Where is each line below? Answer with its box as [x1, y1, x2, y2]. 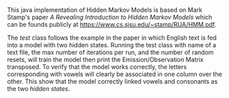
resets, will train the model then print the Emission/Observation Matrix [7, 56, 204, 64]
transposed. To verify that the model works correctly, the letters [7, 63, 187, 71]
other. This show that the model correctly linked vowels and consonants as [7, 77, 218, 85]
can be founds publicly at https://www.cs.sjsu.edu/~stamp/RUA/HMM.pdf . [7, 21, 217, 28]
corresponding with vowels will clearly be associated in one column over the [7, 70, 222, 78]
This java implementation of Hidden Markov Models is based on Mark [7, 6, 203, 14]
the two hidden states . [7, 85, 70, 93]
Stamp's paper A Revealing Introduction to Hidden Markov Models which [7, 13, 213, 21]
